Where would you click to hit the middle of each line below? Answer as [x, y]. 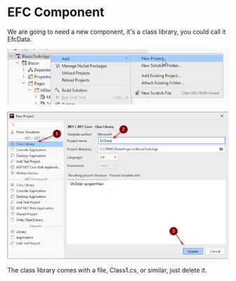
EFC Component [56, 12]
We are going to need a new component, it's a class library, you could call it [117, 32]
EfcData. [20, 39]
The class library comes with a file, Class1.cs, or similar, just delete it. [107, 270]
